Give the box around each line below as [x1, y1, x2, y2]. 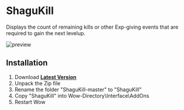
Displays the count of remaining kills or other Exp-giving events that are [6, 23, 179, 30]
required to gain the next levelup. [6, 29, 86, 36]
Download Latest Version [14, 73, 77, 80]
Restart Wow [14, 98, 46, 105]
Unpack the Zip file [14, 80, 61, 87]
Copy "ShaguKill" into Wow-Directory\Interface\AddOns [14, 92, 150, 99]
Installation [6, 58, 48, 68]
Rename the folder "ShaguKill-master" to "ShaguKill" [14, 86, 142, 93]
